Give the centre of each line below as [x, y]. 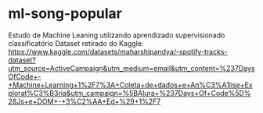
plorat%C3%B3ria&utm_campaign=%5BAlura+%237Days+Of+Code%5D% [130, 93]
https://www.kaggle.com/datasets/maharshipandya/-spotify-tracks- [118, 51]
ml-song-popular [65, 14]
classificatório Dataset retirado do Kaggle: [76, 43]
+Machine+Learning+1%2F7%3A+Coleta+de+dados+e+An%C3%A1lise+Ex [130, 85]
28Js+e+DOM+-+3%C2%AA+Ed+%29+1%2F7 [85, 101]
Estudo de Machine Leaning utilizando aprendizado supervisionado [117, 35]
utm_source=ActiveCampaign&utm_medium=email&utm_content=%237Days [131, 68]
